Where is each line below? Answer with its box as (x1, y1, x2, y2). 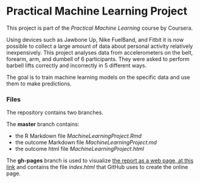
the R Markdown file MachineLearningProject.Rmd (15, 132, 142, 140)
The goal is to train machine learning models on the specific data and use (6, 73, 190, 81)
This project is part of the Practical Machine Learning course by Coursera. (6, 24, 193, 32)
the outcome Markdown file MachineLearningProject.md (15, 139, 157, 146)
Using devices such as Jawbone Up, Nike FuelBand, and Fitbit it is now (6, 36, 184, 43)
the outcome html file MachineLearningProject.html (15, 145, 144, 153)
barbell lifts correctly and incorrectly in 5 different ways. (6, 62, 147, 69)
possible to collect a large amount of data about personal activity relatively (6, 42, 193, 50)
